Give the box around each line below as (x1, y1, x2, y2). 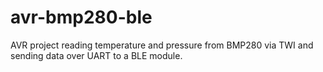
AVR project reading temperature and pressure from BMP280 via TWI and (10, 39, 314, 51)
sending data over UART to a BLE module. (10, 49, 183, 61)
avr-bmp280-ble (10, 6, 153, 29)
